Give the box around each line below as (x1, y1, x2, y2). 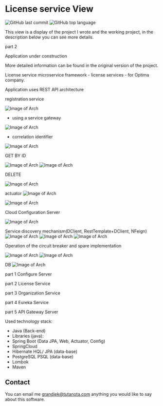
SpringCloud (12, 343, 37, 349)
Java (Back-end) (12, 328, 46, 333)
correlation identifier (12, 134, 54, 139)
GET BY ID (5, 153, 26, 158)
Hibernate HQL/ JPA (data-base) (12, 348, 78, 354)
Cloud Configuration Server (5, 209, 60, 215)
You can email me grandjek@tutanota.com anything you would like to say (5, 391, 152, 397)
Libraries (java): (12, 333, 44, 339)
